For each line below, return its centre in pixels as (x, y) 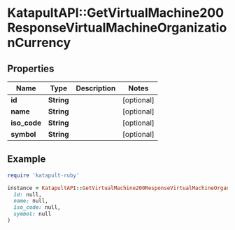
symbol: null (33, 214)
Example (27, 159)
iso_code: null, (37, 208)
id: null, (28, 194)
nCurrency (39, 43)
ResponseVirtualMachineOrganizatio (117, 28)
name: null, (31, 201)
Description (96, 88)
